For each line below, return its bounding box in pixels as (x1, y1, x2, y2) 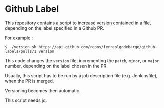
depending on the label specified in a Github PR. (5, 25, 104, 31)
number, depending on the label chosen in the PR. (5, 63, 108, 69)
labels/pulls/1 (5, 49, 37, 54)
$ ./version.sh (5, 44, 37, 49)
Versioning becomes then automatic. (5, 87, 81, 93)
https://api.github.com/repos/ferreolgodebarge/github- (38, 44, 157, 49)
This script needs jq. (5, 97, 47, 103)
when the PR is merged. (5, 78, 54, 84)
